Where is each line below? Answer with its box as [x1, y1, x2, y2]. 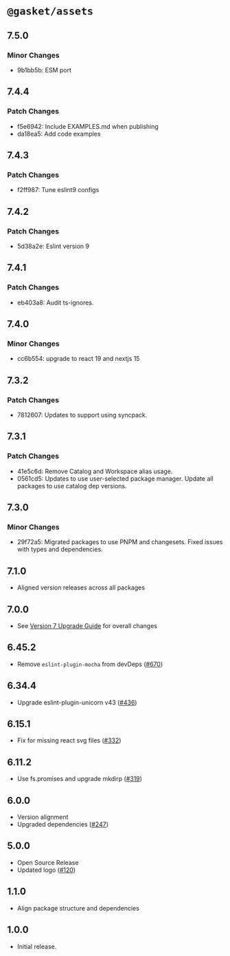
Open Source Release [16, 858, 79, 866]
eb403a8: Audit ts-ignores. [16, 298, 94, 306]
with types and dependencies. [16, 545, 103, 554]
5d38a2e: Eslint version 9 [16, 242, 89, 250]
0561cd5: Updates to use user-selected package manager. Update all [16, 474, 214, 483]
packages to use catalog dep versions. [16, 481, 127, 490]
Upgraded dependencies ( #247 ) [16, 820, 108, 829]
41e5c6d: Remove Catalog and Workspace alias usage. [16, 467, 173, 475]
